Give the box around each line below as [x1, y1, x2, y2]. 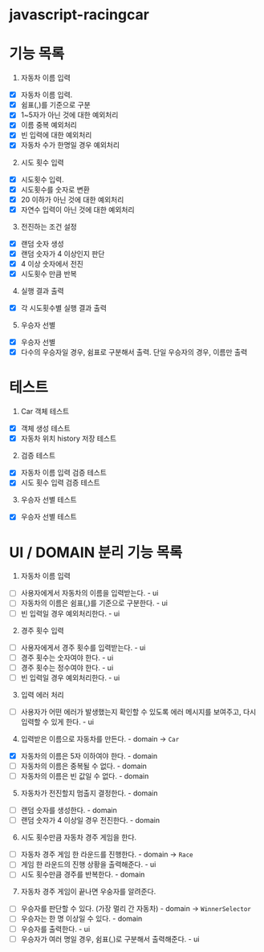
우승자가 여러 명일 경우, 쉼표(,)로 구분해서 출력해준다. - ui [20, 934, 200, 944]
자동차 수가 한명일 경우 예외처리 [20, 140, 120, 150]
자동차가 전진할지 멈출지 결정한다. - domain [20, 788, 158, 798]
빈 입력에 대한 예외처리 [20, 130, 92, 140]
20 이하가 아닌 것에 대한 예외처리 [20, 194, 124, 204]
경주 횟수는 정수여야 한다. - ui [20, 662, 114, 672]
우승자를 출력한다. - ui [20, 924, 91, 934]
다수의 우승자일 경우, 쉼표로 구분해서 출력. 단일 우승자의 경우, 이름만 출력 [20, 348, 248, 357]
